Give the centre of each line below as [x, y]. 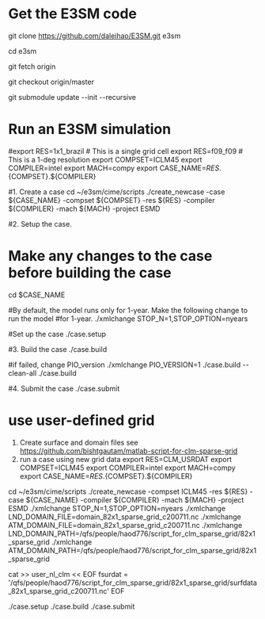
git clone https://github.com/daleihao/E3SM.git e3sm [95, 36]
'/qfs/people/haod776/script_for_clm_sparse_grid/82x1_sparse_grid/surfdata [132, 583]
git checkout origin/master [51, 82]
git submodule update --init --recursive [72, 97]
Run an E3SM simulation [90, 130]
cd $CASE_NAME [37, 295]
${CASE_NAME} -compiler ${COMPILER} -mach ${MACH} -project [135, 499]
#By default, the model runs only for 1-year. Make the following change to [128, 310]
